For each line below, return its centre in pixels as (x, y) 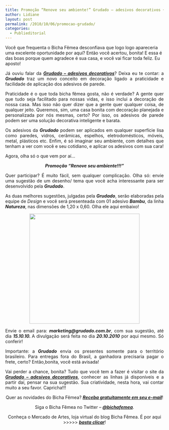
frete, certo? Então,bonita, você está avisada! (52, 362)
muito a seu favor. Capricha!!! (36, 388)
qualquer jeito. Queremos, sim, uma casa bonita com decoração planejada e (84, 110)
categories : (18, 29)
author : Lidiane (22, 15)
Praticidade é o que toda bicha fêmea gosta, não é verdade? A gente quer (84, 94)
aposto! (13, 64)
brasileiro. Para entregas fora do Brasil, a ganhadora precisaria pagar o (84, 357)
